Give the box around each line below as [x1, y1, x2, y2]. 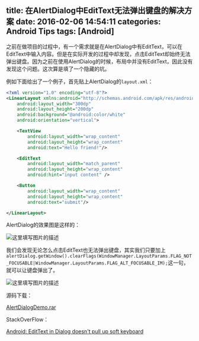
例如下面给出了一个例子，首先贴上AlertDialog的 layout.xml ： [6, 78, 153, 85]
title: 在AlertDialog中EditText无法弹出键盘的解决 [6, 5, 185, 16]
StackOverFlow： [6, 316, 49, 323]
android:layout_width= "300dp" [17, 100, 92, 107]
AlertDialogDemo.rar [6, 304, 56, 311]
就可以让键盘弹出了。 [6, 267, 58, 274]
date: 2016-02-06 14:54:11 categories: [15, 17, 161, 27]
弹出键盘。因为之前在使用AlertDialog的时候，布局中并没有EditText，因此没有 [6, 58, 193, 65]
